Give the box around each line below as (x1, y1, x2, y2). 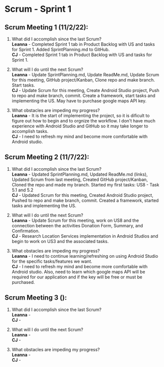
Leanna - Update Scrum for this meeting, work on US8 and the (11, 217, 139, 223)
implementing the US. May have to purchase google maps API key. (11, 98, 147, 104)
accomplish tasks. (11, 128, 49, 134)
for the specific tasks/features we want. (11, 258, 92, 264)
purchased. (11, 279, 35, 285)
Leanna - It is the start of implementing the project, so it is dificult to (11, 113, 150, 119)
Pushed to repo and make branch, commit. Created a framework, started (11, 197, 159, 203)
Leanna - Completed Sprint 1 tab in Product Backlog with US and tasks (11, 41, 155, 47)
